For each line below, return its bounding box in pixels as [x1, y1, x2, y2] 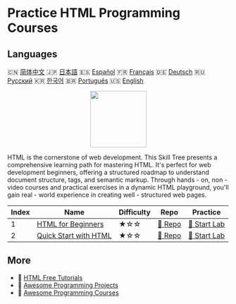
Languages [7, 48, 58, 60]
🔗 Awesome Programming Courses [17, 288, 120, 297]
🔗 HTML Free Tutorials [17, 273, 83, 281]
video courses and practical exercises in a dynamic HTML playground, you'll [7, 183, 229, 191]
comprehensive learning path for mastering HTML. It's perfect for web [7, 161, 211, 169]
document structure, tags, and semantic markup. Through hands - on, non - [7, 176, 228, 184]
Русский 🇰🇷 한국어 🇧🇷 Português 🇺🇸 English [7, 76, 144, 85]
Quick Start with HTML [37, 231, 112, 241]
